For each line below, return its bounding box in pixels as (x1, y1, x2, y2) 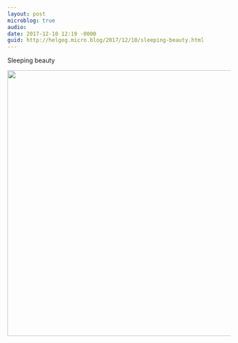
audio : (7, 23, 27, 30)
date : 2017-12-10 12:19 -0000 (7, 30, 97, 38)
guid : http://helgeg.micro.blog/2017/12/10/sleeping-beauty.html (7, 37, 204, 44)
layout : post (7, 10, 46, 18)
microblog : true (7, 17, 55, 24)
